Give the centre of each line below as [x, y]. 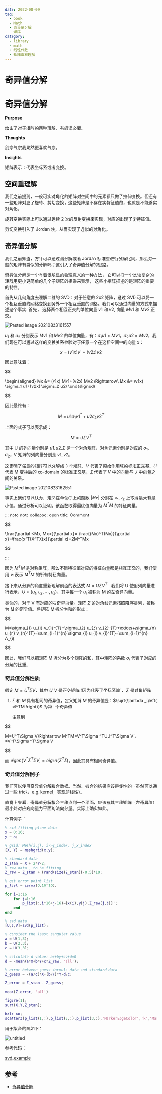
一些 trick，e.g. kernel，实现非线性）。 [47, 792]
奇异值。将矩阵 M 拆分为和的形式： [54, 609]
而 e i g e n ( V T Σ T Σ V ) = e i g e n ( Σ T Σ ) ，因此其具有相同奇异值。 [62, 760]
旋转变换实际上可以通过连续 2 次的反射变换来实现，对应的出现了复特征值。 [79, 219]
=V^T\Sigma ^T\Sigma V [29, 741]
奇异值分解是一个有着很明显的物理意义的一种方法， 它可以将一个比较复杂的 [80, 275]
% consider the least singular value [43, 934]
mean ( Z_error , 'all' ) [27, 992]
